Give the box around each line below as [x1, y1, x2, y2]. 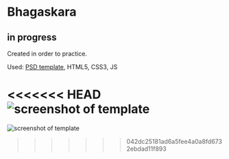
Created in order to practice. [7, 49, 88, 58]
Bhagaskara [7, 4, 77, 20]
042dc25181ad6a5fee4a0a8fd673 [126, 137, 223, 145]
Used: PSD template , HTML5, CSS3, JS [7, 63, 118, 71]
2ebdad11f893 [126, 145, 167, 153]
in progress [7, 32, 57, 43]
